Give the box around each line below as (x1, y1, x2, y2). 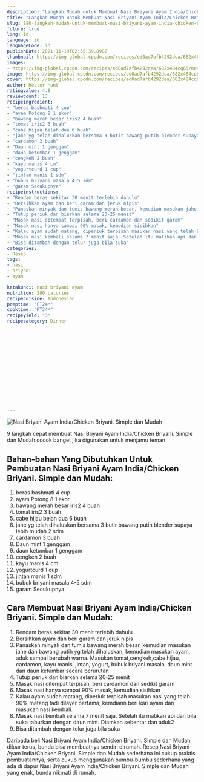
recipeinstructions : (7, 189, 59, 195)
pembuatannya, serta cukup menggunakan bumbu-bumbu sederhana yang (7, 756, 194, 763)
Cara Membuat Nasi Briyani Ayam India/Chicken (7, 603, 192, 613)
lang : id (7, 31, 29, 38)
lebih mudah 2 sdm (15, 528, 64, 535)
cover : (7, 76, 24, 82)
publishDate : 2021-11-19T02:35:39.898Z (7, 48, 108, 54)
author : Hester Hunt (7, 82, 59, 88)
